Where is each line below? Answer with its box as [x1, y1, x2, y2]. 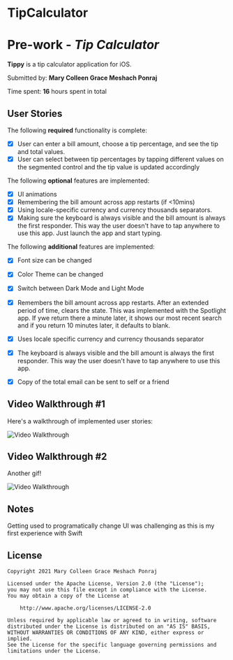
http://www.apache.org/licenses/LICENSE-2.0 [20, 605, 151, 612]
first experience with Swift [7, 529, 83, 538]
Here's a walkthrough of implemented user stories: [7, 416, 153, 425]
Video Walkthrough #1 [7, 398, 106, 410]
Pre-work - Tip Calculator [7, 37, 159, 53]
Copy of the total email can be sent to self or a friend [17, 377, 170, 386]
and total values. [17, 148, 66, 155]
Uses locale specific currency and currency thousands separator [17, 335, 204, 343]
